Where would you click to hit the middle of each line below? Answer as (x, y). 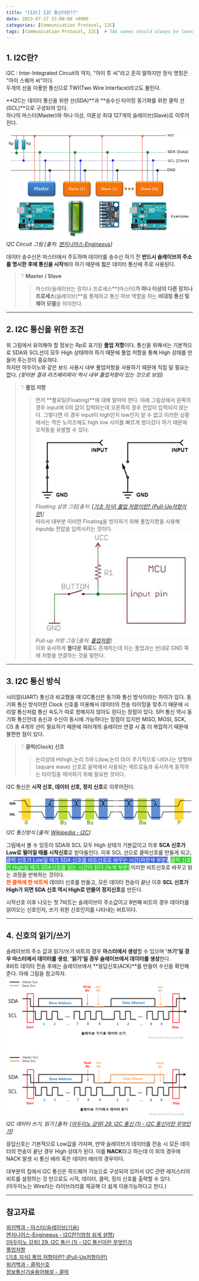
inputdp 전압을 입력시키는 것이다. (74, 529)
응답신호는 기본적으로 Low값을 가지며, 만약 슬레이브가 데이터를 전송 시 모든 (93, 1144)
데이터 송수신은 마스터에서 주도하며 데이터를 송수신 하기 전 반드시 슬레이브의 (94, 257)
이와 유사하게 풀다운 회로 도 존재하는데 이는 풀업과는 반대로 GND (109, 648)
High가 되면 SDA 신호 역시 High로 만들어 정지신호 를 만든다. (75, 889)
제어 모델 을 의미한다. (59, 303)
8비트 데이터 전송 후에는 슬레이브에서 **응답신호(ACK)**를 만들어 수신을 (90, 966)
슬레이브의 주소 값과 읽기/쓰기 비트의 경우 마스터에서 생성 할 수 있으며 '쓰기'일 (95, 951)
